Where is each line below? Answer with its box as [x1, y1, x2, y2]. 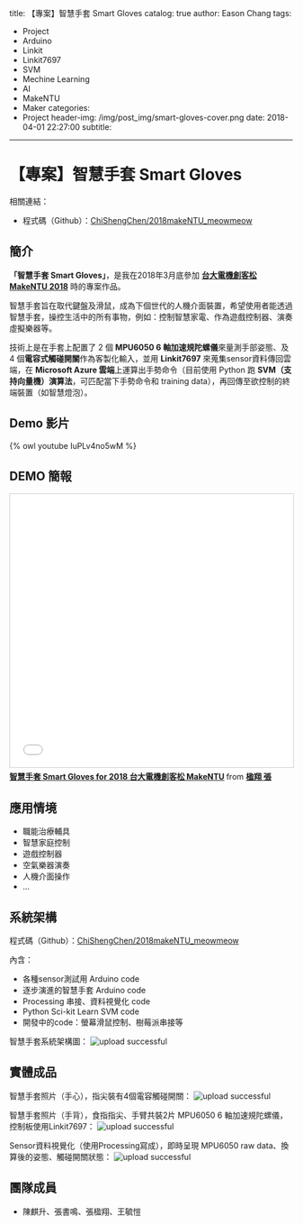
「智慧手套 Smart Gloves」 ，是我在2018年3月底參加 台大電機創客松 [9, 270, 258, 280]
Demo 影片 [9, 416, 70, 431]
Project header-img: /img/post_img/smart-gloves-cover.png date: [22, 112, 265, 123]
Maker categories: [22, 103, 91, 113]
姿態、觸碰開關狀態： [32, 1151, 112, 1162]
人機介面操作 [22, 871, 70, 882]
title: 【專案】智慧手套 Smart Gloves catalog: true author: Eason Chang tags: [9, 8, 292, 18]
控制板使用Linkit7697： [9, 1120, 95, 1131]
